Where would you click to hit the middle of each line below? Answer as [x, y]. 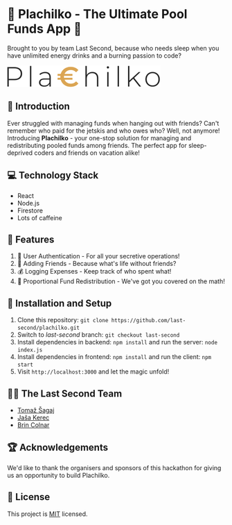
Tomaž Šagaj [36, 410]
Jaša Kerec [33, 417]
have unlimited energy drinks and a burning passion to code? [95, 56]
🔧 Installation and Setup [60, 303]
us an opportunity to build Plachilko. [59, 475]
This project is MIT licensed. [47, 514]
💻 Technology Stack [53, 175]
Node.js [28, 203]
